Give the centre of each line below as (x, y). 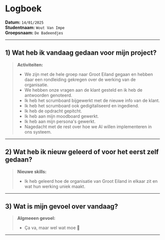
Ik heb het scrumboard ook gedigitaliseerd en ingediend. (82, 105)
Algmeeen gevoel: (36, 218)
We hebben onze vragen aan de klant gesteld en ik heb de (83, 90)
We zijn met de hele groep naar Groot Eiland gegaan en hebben (89, 74)
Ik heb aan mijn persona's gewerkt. (60, 121)
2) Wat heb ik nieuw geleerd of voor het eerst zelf (82, 152)
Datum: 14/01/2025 (25, 22)
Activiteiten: (30, 65)
